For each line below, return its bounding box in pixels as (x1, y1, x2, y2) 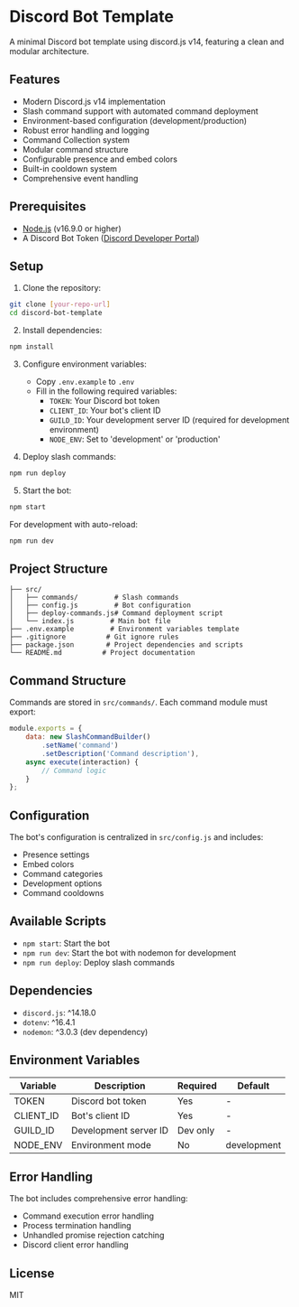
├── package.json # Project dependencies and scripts (9, 640, 244, 649)
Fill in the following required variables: (35, 386, 177, 397)
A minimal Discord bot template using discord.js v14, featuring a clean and (9, 36, 285, 47)
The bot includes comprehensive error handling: (9, 1193, 188, 1204)
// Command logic (41, 766, 106, 775)
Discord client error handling (22, 1239, 129, 1250)
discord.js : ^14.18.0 (22, 1007, 96, 1018)
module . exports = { (9, 724, 83, 733)
